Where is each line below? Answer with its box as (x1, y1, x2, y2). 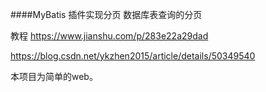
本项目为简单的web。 (10, 71, 98, 82)
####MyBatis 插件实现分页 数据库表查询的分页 (10, 9, 203, 20)
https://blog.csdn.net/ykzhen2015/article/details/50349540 (10, 50, 256, 62)
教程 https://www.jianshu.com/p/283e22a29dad (10, 30, 209, 42)
